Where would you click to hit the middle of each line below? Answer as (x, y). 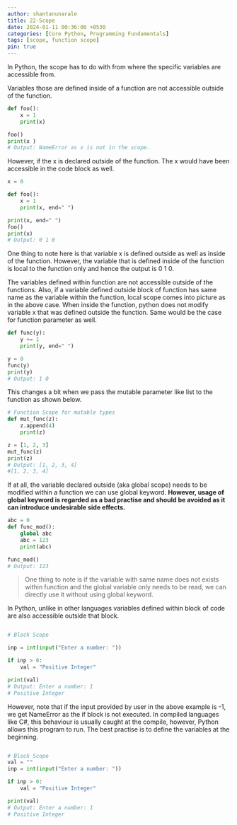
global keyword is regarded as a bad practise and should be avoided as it (116, 500)
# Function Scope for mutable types (61, 412)
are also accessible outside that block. (63, 616)
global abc (36, 533)
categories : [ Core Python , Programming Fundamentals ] (88, 34)
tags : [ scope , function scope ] (53, 40)
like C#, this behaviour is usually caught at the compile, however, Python (113, 722)
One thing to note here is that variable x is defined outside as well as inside (116, 254)
